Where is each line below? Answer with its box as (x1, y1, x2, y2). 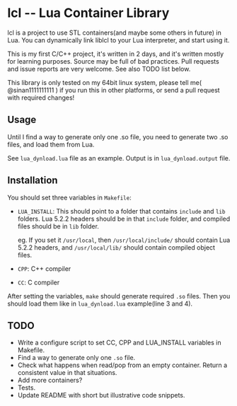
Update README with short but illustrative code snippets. (17, 391, 185, 400)
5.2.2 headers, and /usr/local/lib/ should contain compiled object (17, 243, 216, 252)
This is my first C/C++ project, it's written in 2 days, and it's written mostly (7, 50, 224, 58)
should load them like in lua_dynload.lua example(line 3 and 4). (7, 299, 193, 308)
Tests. (17, 383, 36, 392)
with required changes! (7, 93, 75, 102)
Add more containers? (17, 376, 83, 385)
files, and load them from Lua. (7, 140, 95, 149)
